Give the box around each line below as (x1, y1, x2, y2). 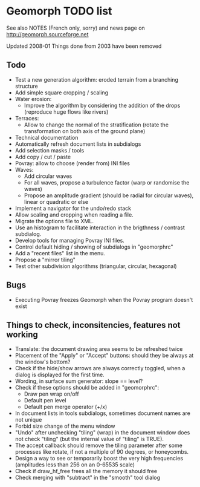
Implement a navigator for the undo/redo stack (15, 204, 132, 212)
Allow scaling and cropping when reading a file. (15, 211, 134, 218)
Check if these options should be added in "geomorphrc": (15, 384, 160, 391)
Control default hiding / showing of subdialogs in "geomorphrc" (15, 243, 173, 250)
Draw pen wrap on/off (24, 390, 80, 397)
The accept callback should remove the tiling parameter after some (15, 442, 182, 449)
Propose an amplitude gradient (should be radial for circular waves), (24, 192, 194, 199)
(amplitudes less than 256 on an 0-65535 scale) (15, 461, 135, 468)
